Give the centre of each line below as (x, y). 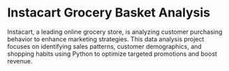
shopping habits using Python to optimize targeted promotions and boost (112, 54)
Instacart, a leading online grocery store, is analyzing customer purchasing (115, 32)
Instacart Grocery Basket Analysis (109, 13)
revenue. (20, 61)
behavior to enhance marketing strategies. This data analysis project (106, 39)
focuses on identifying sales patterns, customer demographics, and (105, 46)
